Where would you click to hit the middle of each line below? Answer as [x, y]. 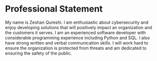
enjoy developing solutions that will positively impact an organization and [79, 27]
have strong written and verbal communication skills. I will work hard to [77, 43]
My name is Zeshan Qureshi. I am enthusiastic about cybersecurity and [77, 22]
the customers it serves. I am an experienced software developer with [75, 32]
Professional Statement [54, 9]
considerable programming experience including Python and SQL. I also [78, 38]
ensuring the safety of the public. [39, 53]
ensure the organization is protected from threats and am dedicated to [76, 48]
